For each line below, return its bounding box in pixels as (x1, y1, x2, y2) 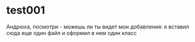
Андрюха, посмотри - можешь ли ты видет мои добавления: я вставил (6, 23, 190, 30)
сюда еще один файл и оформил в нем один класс (6, 29, 137, 36)
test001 (6, 4, 45, 17)
